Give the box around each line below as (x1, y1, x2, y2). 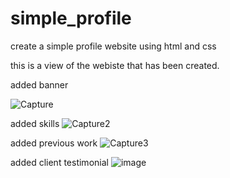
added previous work (10, 137, 98, 149)
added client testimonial (10, 156, 109, 168)
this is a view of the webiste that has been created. (10, 59, 220, 71)
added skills (10, 117, 60, 129)
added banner (10, 78, 69, 91)
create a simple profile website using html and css (10, 40, 217, 52)
